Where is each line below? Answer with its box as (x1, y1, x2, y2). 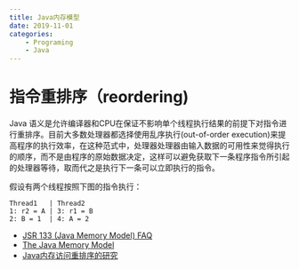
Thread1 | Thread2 (9, 199, 86, 209)
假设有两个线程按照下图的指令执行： (9, 181, 142, 192)
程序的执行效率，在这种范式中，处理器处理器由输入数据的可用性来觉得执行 (16, 140, 290, 151)
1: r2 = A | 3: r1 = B (9, 207, 93, 216)
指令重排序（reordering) (9, 87, 190, 107)
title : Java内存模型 (9, 12, 80, 22)
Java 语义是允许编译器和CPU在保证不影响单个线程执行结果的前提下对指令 (9, 118, 279, 129)
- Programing (25, 37, 74, 47)
